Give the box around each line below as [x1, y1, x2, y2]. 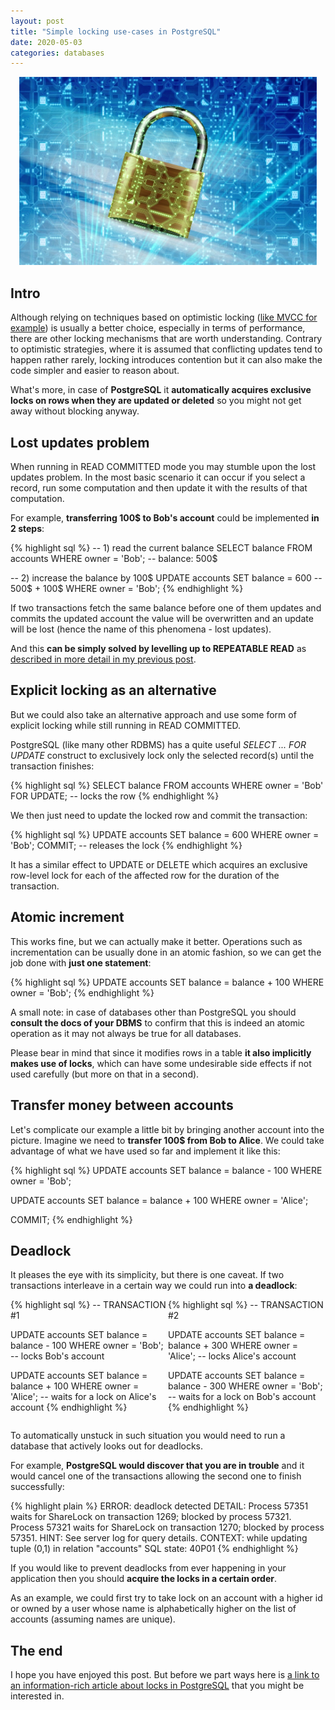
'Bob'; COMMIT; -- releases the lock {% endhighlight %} [10, 839, 243, 851]
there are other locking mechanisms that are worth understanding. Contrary [10, 333, 323, 345]
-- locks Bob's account [10, 1350, 105, 1362]
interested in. [10, 1690, 65, 1702]
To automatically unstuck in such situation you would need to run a [10, 1430, 286, 1442]
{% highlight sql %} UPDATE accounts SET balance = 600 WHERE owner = [10, 828, 320, 840]
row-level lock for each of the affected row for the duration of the [10, 869, 280, 881]
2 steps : [10, 523, 45, 535]
